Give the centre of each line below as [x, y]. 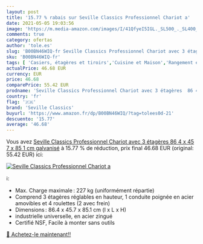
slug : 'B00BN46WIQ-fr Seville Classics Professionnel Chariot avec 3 [96, 51]
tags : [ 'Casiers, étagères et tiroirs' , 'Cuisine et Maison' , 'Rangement [100, 62]
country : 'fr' [24, 96]
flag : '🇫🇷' [21, 102]
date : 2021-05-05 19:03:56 [40, 23]
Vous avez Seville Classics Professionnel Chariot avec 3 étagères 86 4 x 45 [100, 142]
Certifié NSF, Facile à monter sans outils [65, 223]
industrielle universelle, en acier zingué [64, 216]
